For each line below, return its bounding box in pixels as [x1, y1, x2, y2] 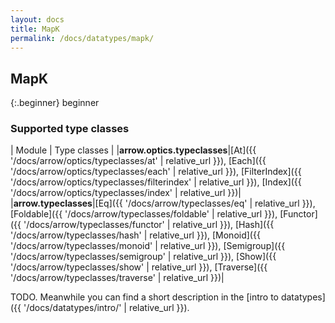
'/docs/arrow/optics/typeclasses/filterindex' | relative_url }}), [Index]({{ [10, 176, 302, 188]
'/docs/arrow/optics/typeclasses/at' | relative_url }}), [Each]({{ [10, 155, 267, 167]
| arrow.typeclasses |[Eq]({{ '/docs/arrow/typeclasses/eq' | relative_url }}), [10, 197, 316, 210]
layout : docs [10, 14, 65, 25]
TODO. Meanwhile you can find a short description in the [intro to [10, 291, 279, 303]
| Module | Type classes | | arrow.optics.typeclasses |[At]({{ [10, 144, 257, 156]
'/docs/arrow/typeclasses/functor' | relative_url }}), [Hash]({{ [23, 219, 275, 231]
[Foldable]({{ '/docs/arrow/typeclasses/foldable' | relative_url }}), [10, 208, 278, 220]
